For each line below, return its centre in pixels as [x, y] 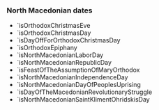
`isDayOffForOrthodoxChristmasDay [68, 40]
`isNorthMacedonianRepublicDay [64, 63]
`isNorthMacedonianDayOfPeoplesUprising [78, 85]
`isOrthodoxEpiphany [47, 48]
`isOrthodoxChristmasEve [53, 26]
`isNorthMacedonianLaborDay [60, 55]
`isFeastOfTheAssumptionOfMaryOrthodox [78, 70]
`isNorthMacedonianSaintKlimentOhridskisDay [83, 100]
